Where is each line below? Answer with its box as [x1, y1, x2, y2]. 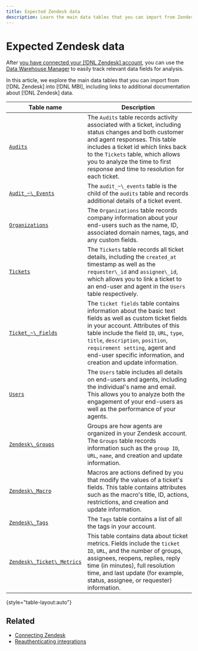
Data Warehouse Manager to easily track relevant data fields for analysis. [6, 66, 184, 73]
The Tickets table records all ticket [87, 246, 184, 254]
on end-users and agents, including [87, 376, 187, 384]
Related [6, 616, 35, 626]
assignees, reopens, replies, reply [87, 554, 181, 562]
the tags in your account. [87, 522, 156, 530]
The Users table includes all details [87, 368, 183, 376]
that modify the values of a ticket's [87, 476, 183, 484]
